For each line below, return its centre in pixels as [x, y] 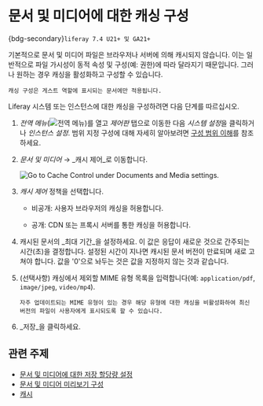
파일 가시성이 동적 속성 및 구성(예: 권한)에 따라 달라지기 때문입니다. [137, 65]
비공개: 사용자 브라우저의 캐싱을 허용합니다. [97, 208]
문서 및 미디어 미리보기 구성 [62, 384]
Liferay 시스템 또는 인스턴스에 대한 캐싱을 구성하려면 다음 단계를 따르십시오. [124, 106]
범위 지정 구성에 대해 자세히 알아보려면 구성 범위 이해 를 [155, 133]
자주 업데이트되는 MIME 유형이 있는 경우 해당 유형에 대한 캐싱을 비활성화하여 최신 [135, 303]
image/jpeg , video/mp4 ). [57, 286]
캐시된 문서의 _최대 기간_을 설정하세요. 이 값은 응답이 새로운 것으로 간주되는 [135, 242]
